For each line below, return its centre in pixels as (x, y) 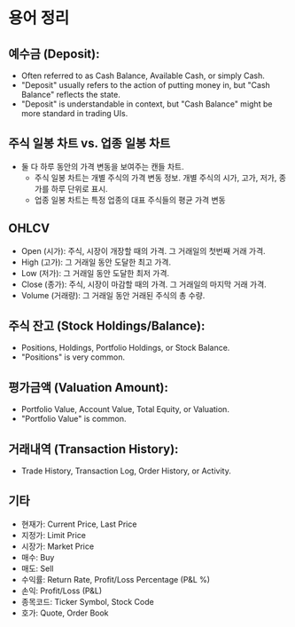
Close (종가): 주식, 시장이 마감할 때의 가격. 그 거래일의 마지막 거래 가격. (144, 284)
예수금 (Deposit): (54, 54)
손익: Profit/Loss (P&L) (62, 591)
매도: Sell (37, 568)
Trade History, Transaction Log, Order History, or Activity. (126, 471)
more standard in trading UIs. (74, 113)
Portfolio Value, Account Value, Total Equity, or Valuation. (125, 409)
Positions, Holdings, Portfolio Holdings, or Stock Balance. (125, 348)
